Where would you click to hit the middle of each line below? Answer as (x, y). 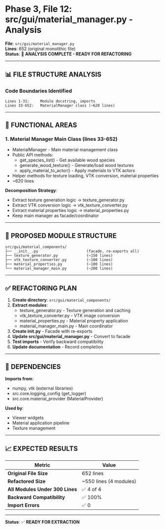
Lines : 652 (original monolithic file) (40, 49)
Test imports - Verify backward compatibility (58, 342)
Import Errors (24, 505)
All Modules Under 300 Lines (42, 489)
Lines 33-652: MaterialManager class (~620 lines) (60, 106)
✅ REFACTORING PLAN (41, 288)
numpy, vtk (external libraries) (42, 388)
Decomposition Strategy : (31, 190)
